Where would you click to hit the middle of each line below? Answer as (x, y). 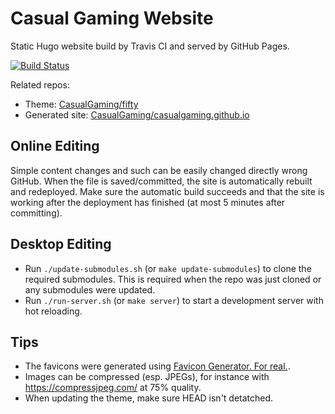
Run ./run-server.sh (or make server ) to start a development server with (174, 300)
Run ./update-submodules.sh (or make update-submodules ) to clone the (168, 268)
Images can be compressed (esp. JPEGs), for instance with (147, 377)
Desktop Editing (61, 244)
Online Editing (55, 146)
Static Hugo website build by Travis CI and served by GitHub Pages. (150, 46)
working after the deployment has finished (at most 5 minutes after (148, 202)
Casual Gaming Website (112, 18)
